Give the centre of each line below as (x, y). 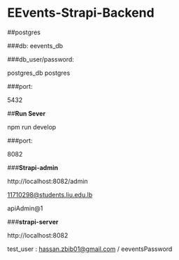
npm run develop (32, 127)
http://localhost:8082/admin (48, 181)
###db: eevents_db (35, 45)
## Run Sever (27, 113)
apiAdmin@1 (25, 208)
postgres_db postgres (39, 73)
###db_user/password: (41, 59)
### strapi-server (33, 222)
